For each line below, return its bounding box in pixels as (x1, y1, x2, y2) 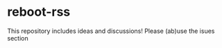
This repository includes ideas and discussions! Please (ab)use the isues (7, 27, 215, 35)
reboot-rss (7, 4, 71, 20)
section (7, 34, 29, 42)
